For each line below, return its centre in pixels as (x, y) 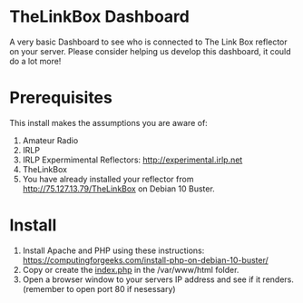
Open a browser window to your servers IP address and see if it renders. (158, 279)
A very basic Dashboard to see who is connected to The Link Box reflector (148, 42)
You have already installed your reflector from (108, 179)
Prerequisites (61, 98)
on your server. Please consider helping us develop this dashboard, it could (151, 51)
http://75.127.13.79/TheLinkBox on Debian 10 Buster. (118, 189)
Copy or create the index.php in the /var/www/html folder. (131, 269)
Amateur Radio (50, 140)
